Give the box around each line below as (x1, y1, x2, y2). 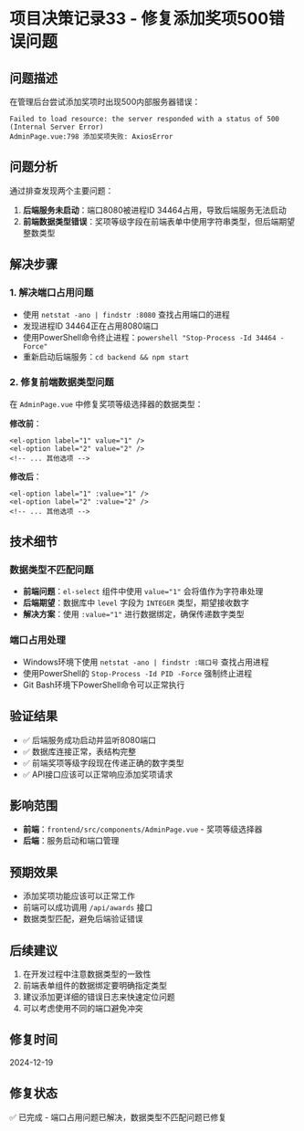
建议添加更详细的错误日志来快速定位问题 (22, 991, 175, 1002)
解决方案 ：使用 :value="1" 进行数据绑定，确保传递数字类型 (22, 609, 245, 620)
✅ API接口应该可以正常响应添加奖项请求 (22, 769, 173, 780)
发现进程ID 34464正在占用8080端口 (22, 320, 160, 331)
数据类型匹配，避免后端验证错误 (22, 914, 143, 925)
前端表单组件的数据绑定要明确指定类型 (22, 980, 167, 991)
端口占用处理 (9, 634, 67, 646)
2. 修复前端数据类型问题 (9, 376, 114, 389)
